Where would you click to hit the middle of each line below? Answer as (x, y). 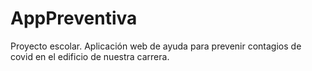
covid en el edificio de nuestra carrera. (90, 56)
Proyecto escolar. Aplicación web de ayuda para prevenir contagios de (156, 46)
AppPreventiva (74, 18)
